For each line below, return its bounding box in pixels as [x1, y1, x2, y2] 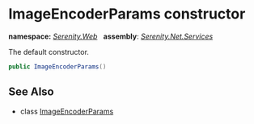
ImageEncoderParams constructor [8, 5, 246, 23]
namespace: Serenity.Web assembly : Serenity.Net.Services [8, 31, 214, 41]
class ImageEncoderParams [19, 106, 114, 116]
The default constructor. [8, 47, 89, 56]
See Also [8, 85, 54, 99]
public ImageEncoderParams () [8, 62, 107, 71]
